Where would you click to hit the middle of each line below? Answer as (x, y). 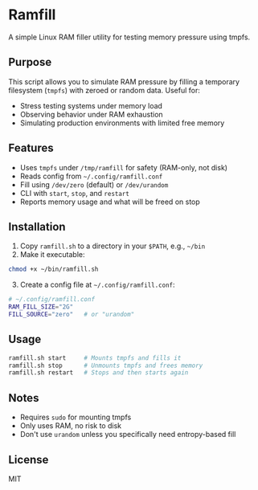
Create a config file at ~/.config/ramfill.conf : (97, 285)
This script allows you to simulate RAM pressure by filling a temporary (124, 81)
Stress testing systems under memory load (91, 105)
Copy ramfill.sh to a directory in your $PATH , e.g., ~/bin (113, 246)
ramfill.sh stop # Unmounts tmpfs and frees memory (106, 365)
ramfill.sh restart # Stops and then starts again (98, 373)
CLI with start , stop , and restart (75, 193)
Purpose (30, 62)
